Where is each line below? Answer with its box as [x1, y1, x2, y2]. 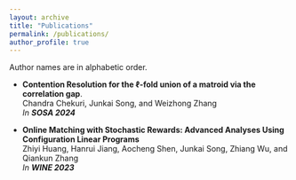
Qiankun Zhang [21, 153, 78, 164]
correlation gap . [21, 89, 83, 99]
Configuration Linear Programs [21, 134, 140, 145]
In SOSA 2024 [21, 107, 76, 118]
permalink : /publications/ [9, 29, 109, 38]
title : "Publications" [9, 21, 93, 30]
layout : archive [9, 12, 69, 22]
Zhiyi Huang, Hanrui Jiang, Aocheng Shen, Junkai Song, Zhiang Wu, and [21, 144, 288, 154]
